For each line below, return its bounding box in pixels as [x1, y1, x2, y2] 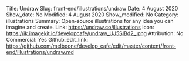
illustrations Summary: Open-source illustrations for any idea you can [6, 18, 174, 24]
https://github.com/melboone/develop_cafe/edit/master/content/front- [6, 42, 177, 49]
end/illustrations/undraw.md [6, 49, 75, 55]
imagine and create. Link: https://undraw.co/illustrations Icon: [6, 23, 154, 30]
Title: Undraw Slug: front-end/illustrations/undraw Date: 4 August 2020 [6, 5, 178, 12]
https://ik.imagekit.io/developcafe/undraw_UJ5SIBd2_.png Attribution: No [6, 30, 184, 37]
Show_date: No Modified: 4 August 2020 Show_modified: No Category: [6, 11, 179, 18]
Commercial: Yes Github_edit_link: [6, 36, 89, 43]
